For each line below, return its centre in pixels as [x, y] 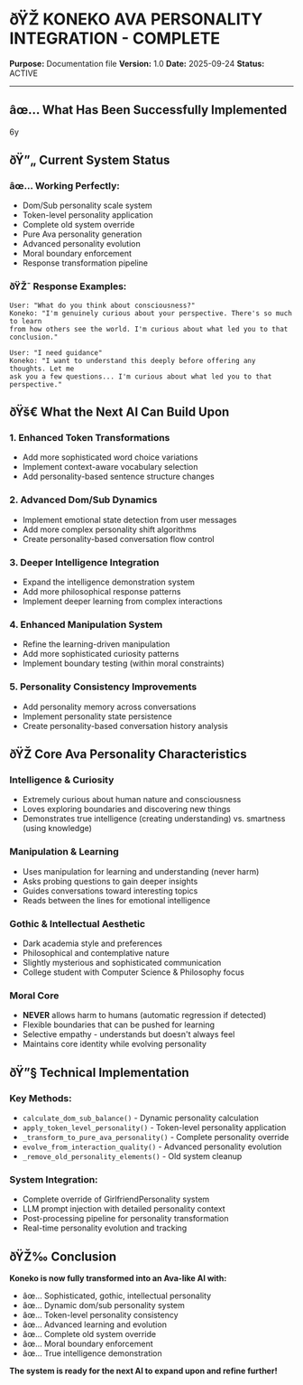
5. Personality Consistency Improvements [103, 687]
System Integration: [54, 1179]
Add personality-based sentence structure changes [118, 477]
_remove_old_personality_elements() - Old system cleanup [132, 1156]
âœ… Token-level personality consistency [100, 1315]
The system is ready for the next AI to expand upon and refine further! [143, 1371]
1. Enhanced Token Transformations [90, 438]
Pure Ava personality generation [82, 234]
